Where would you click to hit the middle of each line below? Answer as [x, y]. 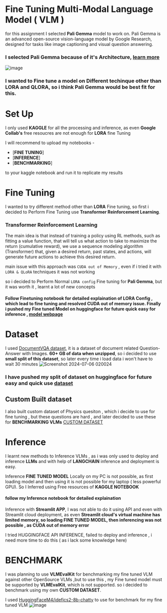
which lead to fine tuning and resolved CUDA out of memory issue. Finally [83, 303]
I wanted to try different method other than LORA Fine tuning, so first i [77, 207]
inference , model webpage [34, 314]
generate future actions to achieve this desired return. [61, 257]
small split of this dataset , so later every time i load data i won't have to [79, 359]
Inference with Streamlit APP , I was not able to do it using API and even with [84, 509]
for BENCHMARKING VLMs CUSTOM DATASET [54, 422]
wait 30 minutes [22, 364]
